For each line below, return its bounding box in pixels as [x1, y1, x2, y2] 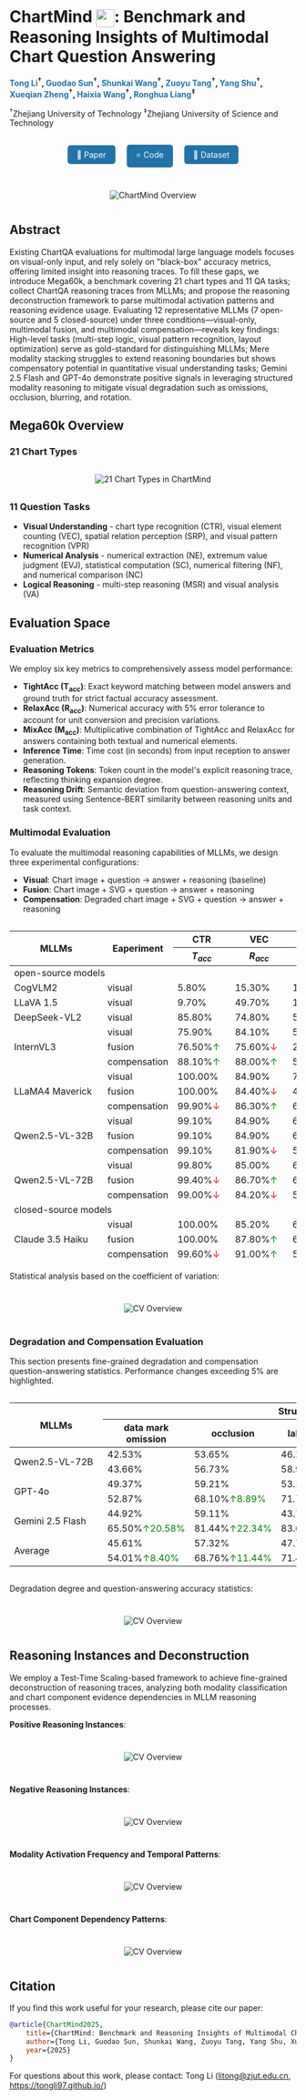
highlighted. [9, 1375, 55, 1386]
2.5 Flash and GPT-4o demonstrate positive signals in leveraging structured [9, 372, 293, 383]
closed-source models [14, 1203, 112, 1216]
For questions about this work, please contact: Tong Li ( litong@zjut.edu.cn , [9, 2070, 291, 2082]
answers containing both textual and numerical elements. [22, 736, 239, 747]
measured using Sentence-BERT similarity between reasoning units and [22, 794, 293, 805]
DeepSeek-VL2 [14, 1011, 82, 1024]
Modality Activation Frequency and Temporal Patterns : [9, 1849, 221, 1860]
